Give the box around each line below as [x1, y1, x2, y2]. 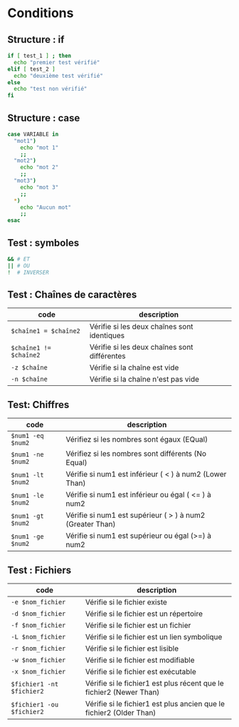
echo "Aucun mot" [20, 203, 72, 211]
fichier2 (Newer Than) [85, 687, 160, 697]
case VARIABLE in [7, 131, 59, 138]
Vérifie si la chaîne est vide [89, 362, 179, 372]
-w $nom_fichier [11, 656, 66, 664]
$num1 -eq [11, 432, 44, 440]
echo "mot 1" [20, 144, 59, 151]
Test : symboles [7, 237, 80, 249]
